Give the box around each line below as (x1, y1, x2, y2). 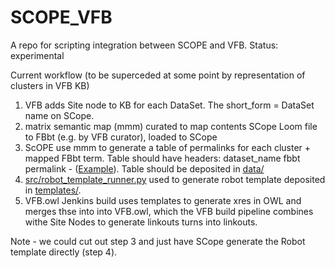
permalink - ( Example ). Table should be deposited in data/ (24, 162, 265, 175)
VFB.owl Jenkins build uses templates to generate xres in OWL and (24, 194, 302, 206)
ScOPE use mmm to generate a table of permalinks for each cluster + (24, 141, 312, 153)
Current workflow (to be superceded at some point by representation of (10, 69, 306, 81)
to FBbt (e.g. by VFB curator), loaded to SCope (24, 131, 218, 143)
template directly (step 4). (10, 246, 118, 258)
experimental (10, 49, 65, 61)
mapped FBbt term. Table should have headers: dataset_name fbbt (24, 152, 301, 164)
